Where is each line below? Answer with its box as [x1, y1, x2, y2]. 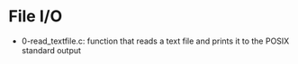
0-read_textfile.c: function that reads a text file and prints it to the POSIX [21, 36, 290, 46]
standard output [21, 44, 82, 55]
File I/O [8, 6, 63, 27]
